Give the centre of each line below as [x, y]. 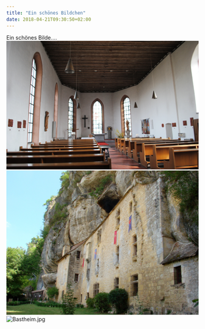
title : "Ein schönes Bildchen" [46, 13]
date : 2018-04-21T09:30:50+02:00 [49, 19]
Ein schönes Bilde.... [32, 37]
